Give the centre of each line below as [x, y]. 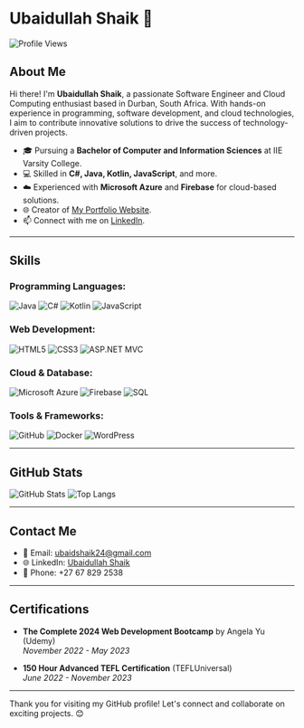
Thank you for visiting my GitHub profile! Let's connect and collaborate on [147, 704]
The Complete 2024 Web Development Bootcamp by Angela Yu [143, 631]
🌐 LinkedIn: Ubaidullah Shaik [76, 562]
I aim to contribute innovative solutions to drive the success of [125, 122]
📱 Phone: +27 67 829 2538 [73, 572]
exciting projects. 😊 [47, 713]
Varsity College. [52, 163]
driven [21, 132]
